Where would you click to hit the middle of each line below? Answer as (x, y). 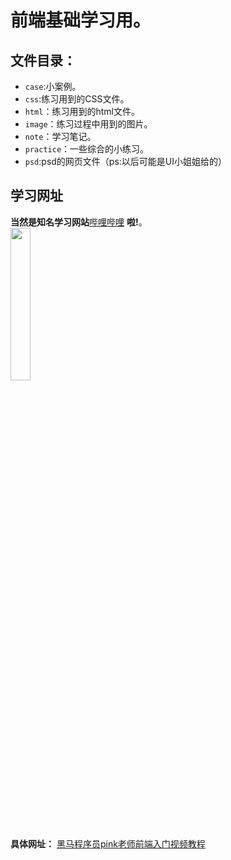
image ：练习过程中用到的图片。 (88, 124)
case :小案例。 (53, 86)
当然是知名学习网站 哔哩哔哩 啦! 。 (79, 222)
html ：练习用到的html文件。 (82, 111)
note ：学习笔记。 (60, 136)
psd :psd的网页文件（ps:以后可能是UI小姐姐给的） (126, 161)
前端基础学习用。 (81, 20)
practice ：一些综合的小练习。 (87, 149)
